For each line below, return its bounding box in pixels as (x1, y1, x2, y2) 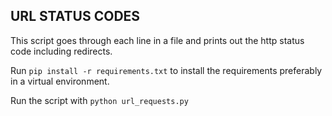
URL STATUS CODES (10, 8, 141, 25)
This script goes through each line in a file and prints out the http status (10, 34, 305, 46)
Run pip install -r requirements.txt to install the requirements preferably (10, 64, 323, 76)
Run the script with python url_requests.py (10, 94, 189, 106)
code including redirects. (10, 45, 113, 57)
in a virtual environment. (10, 75, 110, 87)
